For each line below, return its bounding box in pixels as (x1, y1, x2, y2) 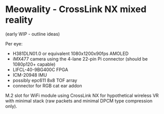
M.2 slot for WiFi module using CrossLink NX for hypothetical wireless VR (5, 92, 159, 98)
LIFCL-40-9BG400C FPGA (12, 67, 69, 73)
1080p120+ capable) (12, 61, 56, 67)
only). (5, 103, 18, 109)
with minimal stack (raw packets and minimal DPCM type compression (5, 97, 153, 104)
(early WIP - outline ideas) (5, 31, 60, 37)
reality (5, 14, 33, 26)
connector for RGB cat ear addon (12, 82, 82, 89)
